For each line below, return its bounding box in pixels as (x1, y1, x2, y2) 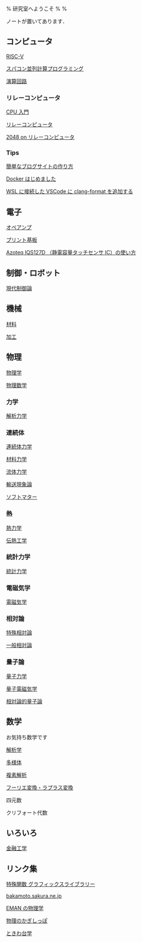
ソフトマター (6, 493, 37, 501)
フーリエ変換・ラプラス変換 (6, 783, 74, 791)
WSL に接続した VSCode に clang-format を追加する (6, 188, 134, 195)
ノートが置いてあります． (6, 18, 68, 25)
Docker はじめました (6, 175, 57, 182)
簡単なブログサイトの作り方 (6, 163, 74, 170)
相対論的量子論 (6, 698, 42, 705)
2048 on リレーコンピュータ (6, 134, 75, 141)
